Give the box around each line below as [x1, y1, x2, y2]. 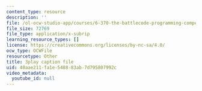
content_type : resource [6, 8, 66, 15]
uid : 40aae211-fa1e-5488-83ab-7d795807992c [6, 64, 117, 71]
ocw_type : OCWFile [6, 48, 52, 54]
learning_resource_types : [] [6, 37, 79, 43]
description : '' [6, 14, 47, 20]
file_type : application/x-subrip [6, 31, 90, 37]
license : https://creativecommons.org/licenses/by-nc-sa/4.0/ [6, 43, 165, 48]
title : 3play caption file [6, 59, 74, 65]
